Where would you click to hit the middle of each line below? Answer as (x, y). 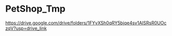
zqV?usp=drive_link (26, 28)
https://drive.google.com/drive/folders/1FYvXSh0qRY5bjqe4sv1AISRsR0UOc (86, 23)
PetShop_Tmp (35, 9)
